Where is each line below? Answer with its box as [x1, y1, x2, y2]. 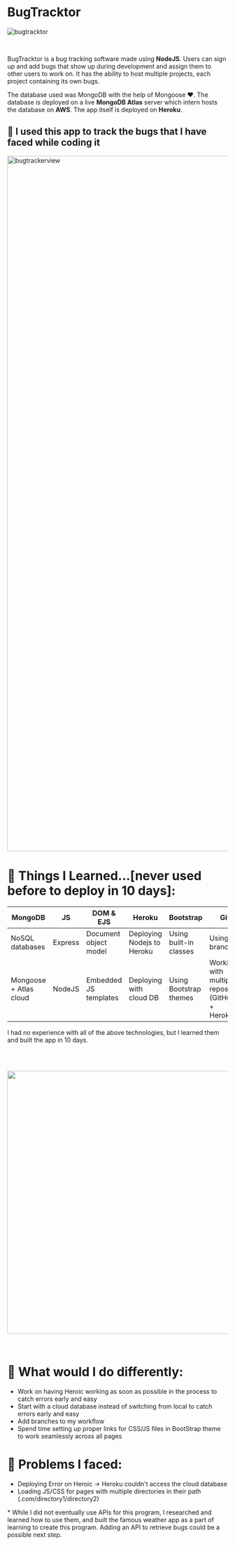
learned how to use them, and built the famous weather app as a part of [7, 1515, 215, 1524]
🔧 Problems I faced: [7, 1456, 122, 1472]
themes [169, 993, 194, 1003]
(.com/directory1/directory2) [17, 1494, 99, 1503]
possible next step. [7, 1530, 62, 1539]
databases [10, 942, 45, 951]
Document [86, 928, 121, 938]
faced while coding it [7, 137, 100, 149]
